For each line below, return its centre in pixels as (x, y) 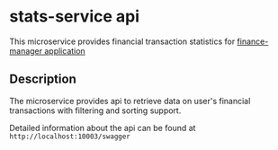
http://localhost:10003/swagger (70, 137)
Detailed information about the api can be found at (103, 128)
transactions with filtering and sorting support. (95, 110)
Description (43, 79)
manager (26, 50)
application (65, 50)
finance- (253, 41)
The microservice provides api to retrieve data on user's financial (130, 101)
